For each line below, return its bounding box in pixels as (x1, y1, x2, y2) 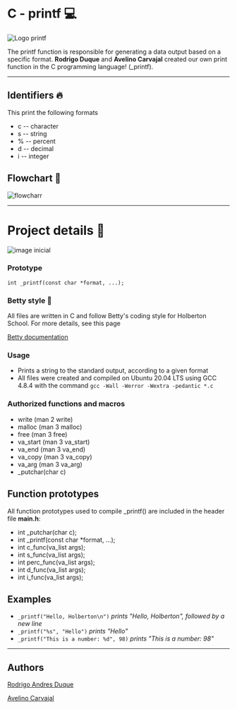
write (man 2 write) (17, 415, 73, 423)
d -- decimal (17, 144, 54, 152)
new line (17, 619, 42, 628)
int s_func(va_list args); (17, 550, 85, 559)
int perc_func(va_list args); (17, 558, 95, 566)
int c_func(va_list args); (17, 543, 86, 551)
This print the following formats (7, 108, 99, 116)
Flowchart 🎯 (7, 172, 61, 184)
